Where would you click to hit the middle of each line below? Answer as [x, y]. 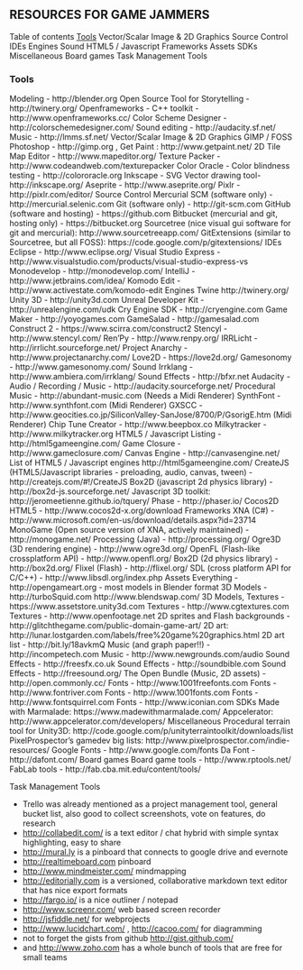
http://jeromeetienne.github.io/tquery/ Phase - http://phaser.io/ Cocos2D [144, 501]
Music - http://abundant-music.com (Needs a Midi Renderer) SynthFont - [145, 396]
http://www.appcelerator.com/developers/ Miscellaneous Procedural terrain [150, 721]
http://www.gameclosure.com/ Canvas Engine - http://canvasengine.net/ [145, 453]
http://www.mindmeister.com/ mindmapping [104, 871]
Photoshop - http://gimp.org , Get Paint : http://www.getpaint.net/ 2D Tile [145, 147]
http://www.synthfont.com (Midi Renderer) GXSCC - [106, 406]
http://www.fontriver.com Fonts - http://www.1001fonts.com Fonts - [134, 692]
